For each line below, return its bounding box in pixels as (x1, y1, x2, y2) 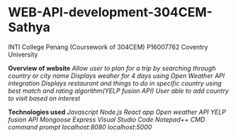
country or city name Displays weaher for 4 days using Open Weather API (8, 71, 225, 80)
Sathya (8, 19, 50, 35)
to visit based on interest (8, 93, 81, 103)
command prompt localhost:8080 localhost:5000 (8, 122, 152, 131)
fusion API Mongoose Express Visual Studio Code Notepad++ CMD (8, 115, 206, 124)
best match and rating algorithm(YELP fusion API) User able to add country (8, 86, 229, 95)
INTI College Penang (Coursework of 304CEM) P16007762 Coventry (8, 42, 208, 51)
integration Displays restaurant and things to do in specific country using (8, 79, 222, 87)
